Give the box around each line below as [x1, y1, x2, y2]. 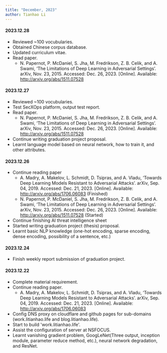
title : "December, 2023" [5, 7, 57, 13]
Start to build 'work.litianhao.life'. [12, 321, 81, 327]
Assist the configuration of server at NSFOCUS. [12, 327, 111, 333]
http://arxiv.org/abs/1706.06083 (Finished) [20, 191, 108, 197]
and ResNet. [12, 342, 39, 349]
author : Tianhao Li [5, 12, 46, 17]
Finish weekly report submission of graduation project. [12, 256, 125, 262]
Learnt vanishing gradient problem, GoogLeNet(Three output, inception [12, 332, 160, 338]
